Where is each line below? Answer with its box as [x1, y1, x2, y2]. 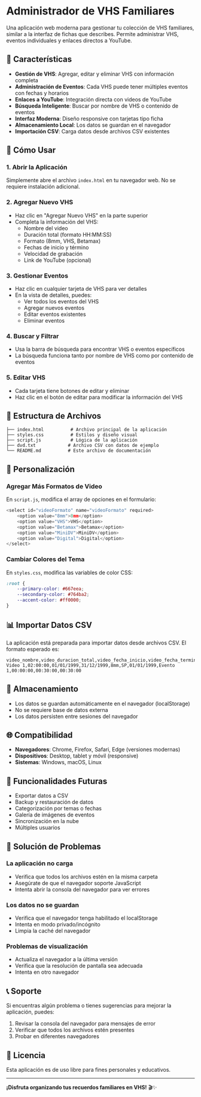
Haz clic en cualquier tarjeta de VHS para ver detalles [14, 285, 147, 293]
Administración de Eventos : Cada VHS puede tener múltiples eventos [14, 83, 188, 90]
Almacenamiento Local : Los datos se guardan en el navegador [14, 121, 172, 129]
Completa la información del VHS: [14, 218, 99, 225]
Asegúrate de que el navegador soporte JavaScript [14, 879, 141, 887]
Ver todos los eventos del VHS [23, 298, 99, 305]
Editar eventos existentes [23, 311, 86, 318]
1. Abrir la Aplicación [6, 163, 68, 172]
